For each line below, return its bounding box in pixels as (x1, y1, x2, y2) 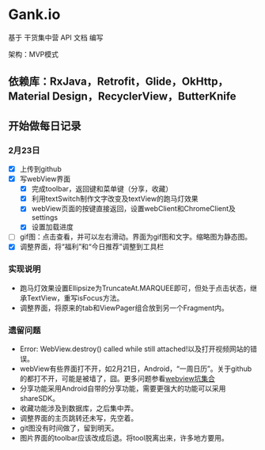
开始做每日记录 (8, 119, 81, 132)
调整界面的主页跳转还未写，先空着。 (19, 414, 138, 423)
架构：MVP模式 (8, 49, 59, 59)
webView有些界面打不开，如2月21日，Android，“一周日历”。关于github (19, 364, 252, 373)
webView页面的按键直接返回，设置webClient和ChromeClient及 (31, 204, 236, 214)
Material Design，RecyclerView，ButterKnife (8, 89, 237, 104)
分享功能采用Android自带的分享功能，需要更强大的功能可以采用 (19, 384, 226, 393)
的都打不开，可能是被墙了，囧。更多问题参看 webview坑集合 (19, 374, 216, 384)
